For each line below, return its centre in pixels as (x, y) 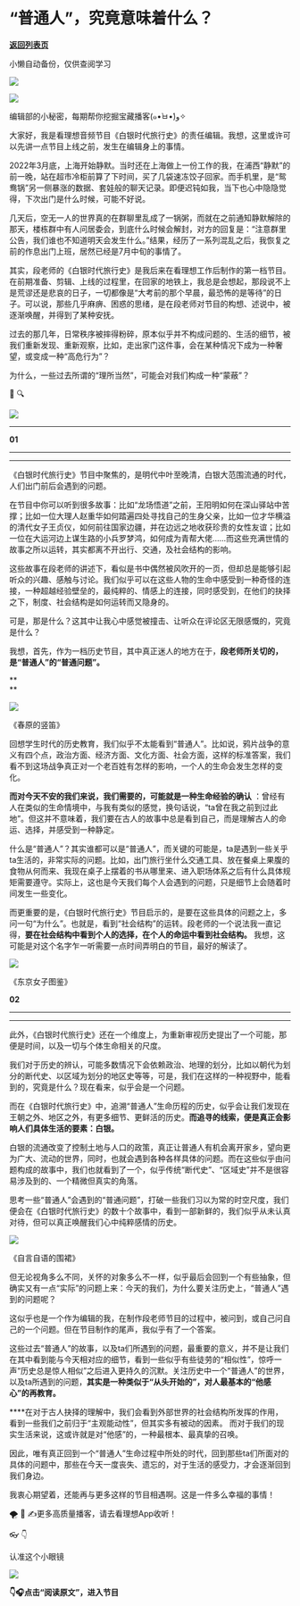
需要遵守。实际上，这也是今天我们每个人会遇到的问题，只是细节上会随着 (150, 882)
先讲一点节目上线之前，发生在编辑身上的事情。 (103, 146)
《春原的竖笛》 (37, 724)
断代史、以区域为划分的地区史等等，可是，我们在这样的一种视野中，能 (154, 1075)
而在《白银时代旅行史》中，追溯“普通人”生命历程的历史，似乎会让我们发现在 (150, 1106)
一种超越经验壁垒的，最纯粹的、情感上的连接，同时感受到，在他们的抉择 (158, 590)
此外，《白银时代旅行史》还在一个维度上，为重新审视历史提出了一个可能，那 (148, 1034)
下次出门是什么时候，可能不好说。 (87, 198)
